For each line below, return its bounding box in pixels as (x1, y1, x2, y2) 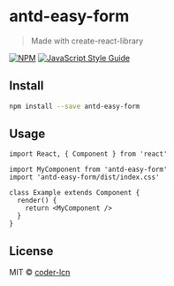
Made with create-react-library (30, 35, 144, 46)
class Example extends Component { (9, 189, 140, 197)
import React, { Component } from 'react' (9, 150, 168, 158)
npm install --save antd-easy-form (9, 102, 140, 111)
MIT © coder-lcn (9, 267, 71, 278)
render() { (17, 197, 57, 205)
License (9, 243, 54, 259)
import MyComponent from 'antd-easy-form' (9, 166, 168, 174)
